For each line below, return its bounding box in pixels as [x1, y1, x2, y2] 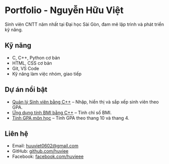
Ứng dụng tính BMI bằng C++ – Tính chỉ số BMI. [12, 110, 112, 116]
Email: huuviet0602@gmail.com [12, 143, 79, 149]
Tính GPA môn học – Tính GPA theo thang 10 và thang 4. [12, 115, 130, 121]
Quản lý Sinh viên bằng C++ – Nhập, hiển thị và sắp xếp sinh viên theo [12, 98, 159, 105]
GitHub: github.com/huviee [12, 148, 69, 154]
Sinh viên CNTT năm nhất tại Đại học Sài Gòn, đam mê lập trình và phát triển [5, 21, 164, 27]
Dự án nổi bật [5, 85, 48, 94]
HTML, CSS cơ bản [12, 60, 53, 66]
